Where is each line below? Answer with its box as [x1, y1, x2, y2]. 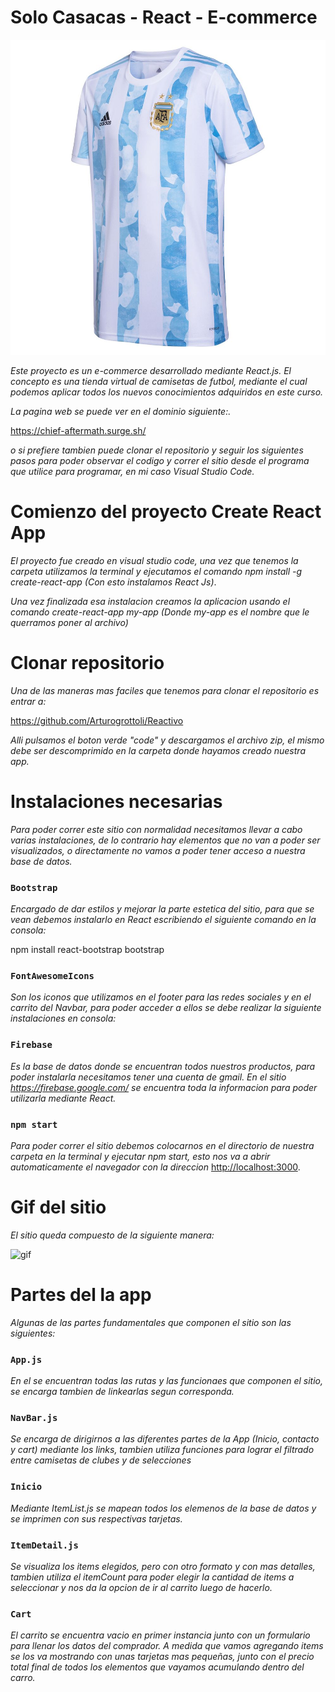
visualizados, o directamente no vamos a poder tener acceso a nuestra [10, 844, 306, 856]
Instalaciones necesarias [10, 791, 223, 813]
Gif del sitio [10, 1196, 107, 1219]
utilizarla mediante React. [10, 1092, 117, 1104]
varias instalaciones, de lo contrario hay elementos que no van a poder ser [10, 834, 321, 846]
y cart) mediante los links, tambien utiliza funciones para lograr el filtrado [10, 1444, 315, 1456]
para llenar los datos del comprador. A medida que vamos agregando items [10, 1640, 324, 1652]
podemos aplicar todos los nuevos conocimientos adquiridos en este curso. [10, 386, 324, 398]
